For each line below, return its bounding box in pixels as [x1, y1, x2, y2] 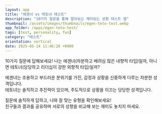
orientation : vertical [5, 39, 52, 44]
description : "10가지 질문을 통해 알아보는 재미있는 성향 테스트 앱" [5, 16, 129, 21]
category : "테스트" [5, 35, 42, 40]
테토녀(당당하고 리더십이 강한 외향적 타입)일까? [10, 64, 100, 70]
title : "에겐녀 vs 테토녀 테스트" [5, 12, 66, 17]
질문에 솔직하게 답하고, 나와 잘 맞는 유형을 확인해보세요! [5, 97, 112, 103]
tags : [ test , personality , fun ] [5, 30, 71, 35]
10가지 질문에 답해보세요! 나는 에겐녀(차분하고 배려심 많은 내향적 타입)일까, [5, 57, 148, 64]
